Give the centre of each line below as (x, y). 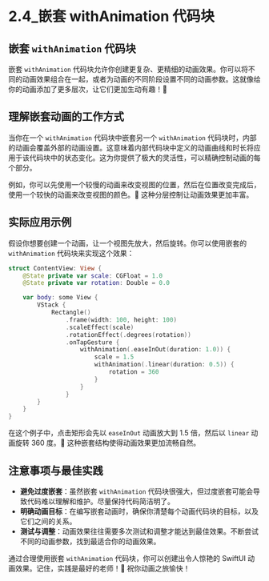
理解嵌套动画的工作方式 (66, 117)
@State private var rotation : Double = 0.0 (96, 283)
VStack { (52, 305)
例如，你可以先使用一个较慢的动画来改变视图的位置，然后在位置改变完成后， (134, 184)
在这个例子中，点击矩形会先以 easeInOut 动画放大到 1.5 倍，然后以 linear (129, 433)
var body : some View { (60, 298)
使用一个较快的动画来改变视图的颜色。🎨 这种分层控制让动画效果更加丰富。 (131, 194)
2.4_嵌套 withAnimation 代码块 (111, 16)
